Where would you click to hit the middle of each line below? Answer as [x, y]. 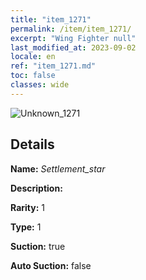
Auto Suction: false [51, 265]
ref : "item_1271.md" [53, 66]
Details [32, 144]
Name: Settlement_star [58, 168]
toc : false [33, 76]
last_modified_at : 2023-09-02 [73, 47]
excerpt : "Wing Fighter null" [73, 38]
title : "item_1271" [51, 19]
